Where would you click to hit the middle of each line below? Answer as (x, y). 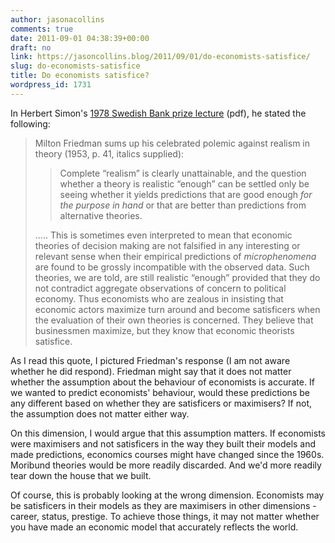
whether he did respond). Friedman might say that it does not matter (151, 371)
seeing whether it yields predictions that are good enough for (186, 194)
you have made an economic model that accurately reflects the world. (154, 527)
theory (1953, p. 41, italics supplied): (109, 153)
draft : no (31, 47)
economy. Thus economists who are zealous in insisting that (159, 298)
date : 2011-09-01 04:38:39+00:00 (80, 38)
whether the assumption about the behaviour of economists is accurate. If (162, 382)
